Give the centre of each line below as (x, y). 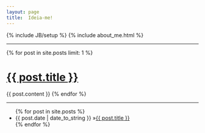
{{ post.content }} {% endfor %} (46, 94)
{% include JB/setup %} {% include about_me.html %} (75, 35)
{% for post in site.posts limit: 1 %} (50, 52)
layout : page (23, 12)
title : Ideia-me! (30, 18)
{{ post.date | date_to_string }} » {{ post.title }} (72, 118)
